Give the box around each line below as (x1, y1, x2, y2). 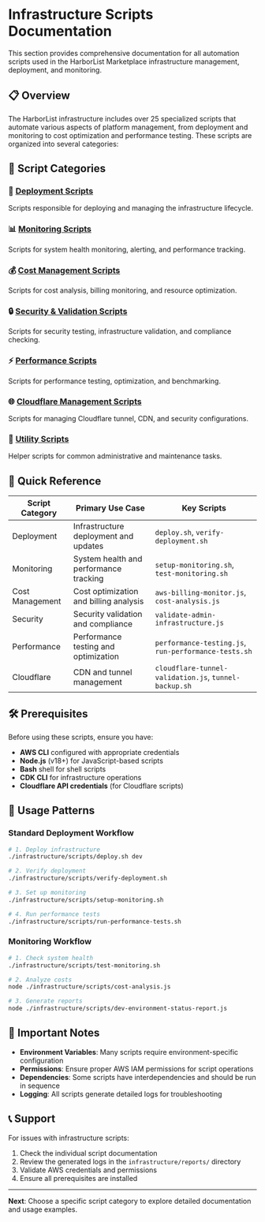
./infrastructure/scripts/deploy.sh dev (8, 853, 144, 861)
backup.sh (155, 682, 192, 691)
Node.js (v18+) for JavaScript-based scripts (19, 756, 164, 765)
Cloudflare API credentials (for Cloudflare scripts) (19, 781, 184, 790)
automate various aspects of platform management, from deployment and (8, 122, 248, 132)
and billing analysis (73, 596, 144, 607)
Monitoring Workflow (8, 936, 92, 947)
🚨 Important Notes (8, 1026, 100, 1040)
